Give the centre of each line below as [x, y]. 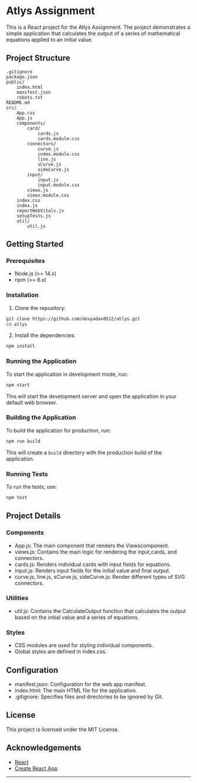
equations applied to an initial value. [49, 39]
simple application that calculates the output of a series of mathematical [93, 33]
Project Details [33, 516]
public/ [16, 82]
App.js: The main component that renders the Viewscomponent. [92, 545]
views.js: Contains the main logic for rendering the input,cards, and [96, 552]
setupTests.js [34, 216]
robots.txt [30, 97]
